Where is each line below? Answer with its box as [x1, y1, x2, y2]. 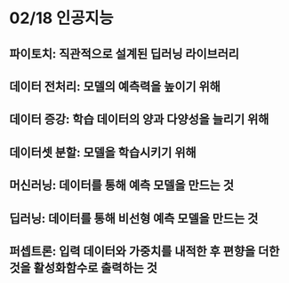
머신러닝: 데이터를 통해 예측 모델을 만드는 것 [9, 178, 234, 193]
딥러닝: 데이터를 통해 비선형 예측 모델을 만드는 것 [9, 210, 259, 226]
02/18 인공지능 [9, 8, 114, 28]
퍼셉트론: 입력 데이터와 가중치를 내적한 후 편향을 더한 [9, 243, 280, 258]
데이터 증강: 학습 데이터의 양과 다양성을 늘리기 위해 [9, 112, 269, 127]
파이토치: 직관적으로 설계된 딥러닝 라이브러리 [9, 46, 240, 61]
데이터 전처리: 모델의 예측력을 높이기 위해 [9, 79, 221, 94]
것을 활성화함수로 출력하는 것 [9, 260, 158, 275]
